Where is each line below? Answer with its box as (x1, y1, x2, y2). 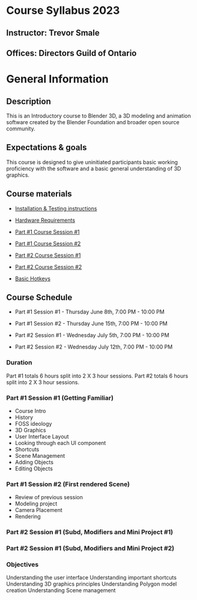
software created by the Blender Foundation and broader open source (6, 118, 180, 125)
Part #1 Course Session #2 (14, 239, 81, 247)
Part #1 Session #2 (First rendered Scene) (6, 480, 130, 488)
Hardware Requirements (14, 216, 76, 224)
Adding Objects (14, 459, 54, 466)
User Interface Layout (14, 433, 69, 440)
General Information (6, 72, 109, 86)
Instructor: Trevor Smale (6, 28, 100, 38)
